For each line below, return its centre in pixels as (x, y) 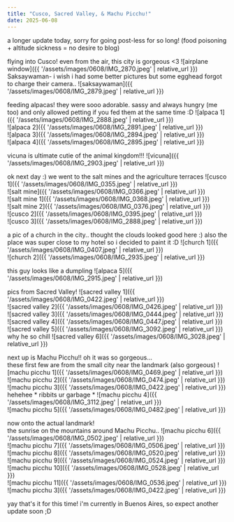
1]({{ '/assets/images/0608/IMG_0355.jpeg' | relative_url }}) (93, 184)
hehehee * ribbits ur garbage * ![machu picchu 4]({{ (82, 394)
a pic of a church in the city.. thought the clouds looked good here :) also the (117, 235)
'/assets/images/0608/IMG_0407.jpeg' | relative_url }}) (86, 249)
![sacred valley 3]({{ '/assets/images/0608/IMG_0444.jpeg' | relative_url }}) (115, 314)
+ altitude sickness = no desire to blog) (64, 48)
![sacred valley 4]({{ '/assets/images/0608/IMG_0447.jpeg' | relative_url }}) (115, 321)
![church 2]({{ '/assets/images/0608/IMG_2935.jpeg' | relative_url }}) (106, 257)
